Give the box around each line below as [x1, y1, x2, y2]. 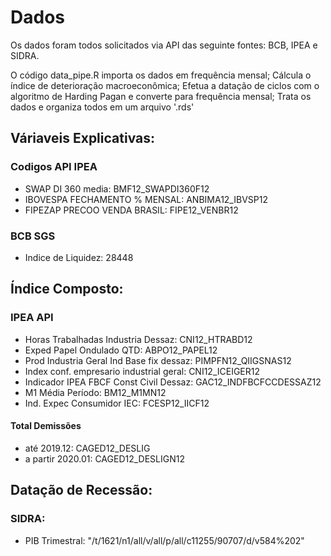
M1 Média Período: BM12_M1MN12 [24, 386, 167, 398]
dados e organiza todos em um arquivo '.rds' [10, 101, 195, 113]
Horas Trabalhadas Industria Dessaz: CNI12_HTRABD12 [24, 333, 253, 345]
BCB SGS [10, 229, 56, 243]
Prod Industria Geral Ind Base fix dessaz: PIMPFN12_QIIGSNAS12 [24, 354, 292, 366]
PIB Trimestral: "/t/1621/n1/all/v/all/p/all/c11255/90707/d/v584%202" [24, 534, 305, 546]
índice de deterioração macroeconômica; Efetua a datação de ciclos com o [10, 79, 320, 91]
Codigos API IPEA [10, 160, 98, 174]
